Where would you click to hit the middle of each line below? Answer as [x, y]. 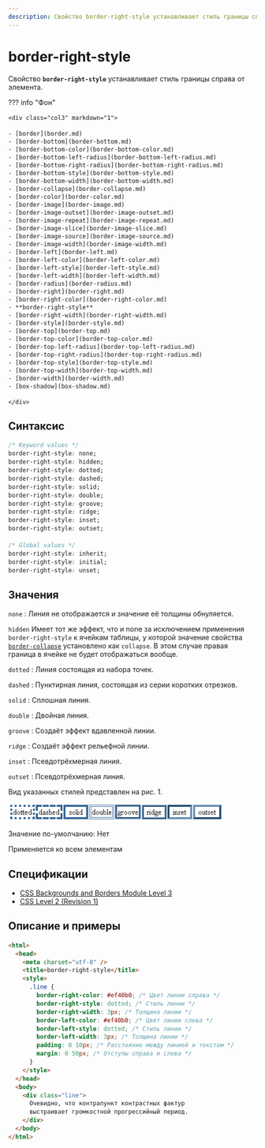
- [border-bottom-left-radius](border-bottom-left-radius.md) [112, 157]
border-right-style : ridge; [54, 512]
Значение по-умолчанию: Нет [59, 834]
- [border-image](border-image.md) [67, 204]
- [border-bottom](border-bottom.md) [70, 141]
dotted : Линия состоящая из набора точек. [81, 670]
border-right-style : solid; [54, 487]
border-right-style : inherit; [58, 553]
